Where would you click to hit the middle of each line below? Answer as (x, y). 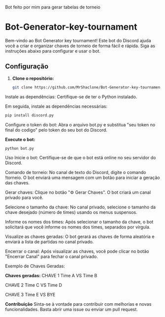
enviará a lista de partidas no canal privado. (49, 242)
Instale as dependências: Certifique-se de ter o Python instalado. (71, 97)
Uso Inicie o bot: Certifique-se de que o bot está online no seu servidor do (81, 158)
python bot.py (20, 148)
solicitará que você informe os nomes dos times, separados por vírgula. (78, 227)
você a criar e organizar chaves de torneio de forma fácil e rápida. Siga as (80, 46)
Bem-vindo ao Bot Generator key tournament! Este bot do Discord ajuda (78, 40)
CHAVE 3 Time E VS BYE (30, 295)
